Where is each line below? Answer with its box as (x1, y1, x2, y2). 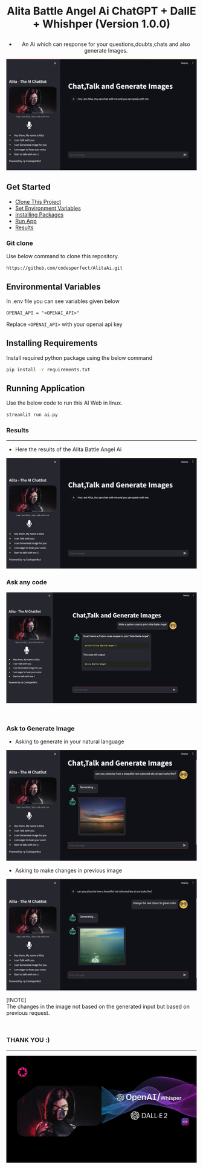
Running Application (6, 383, 85, 394)
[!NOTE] (6, 996, 27, 1003)
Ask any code (6, 578, 47, 587)
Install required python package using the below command (6, 354, 153, 361)
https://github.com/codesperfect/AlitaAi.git (6, 265, 123, 272)
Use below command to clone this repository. (6, 253, 120, 260)
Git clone (6, 239, 33, 247)
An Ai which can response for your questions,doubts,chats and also (22, 41, 190, 48)
